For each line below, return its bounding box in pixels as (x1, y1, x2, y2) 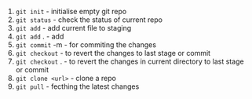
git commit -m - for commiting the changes (15, 40, 157, 49)
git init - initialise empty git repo (15, 7, 127, 16)
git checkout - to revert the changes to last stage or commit (15, 49, 210, 57)
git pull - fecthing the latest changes (15, 82, 140, 91)
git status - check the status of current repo (15, 15, 163, 24)
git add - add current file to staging (15, 24, 132, 32)
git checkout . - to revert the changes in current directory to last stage (15, 57, 245, 66)
